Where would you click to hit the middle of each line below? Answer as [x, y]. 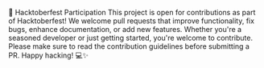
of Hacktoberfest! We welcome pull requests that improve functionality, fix [132, 21]
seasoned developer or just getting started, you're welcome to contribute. [131, 38]
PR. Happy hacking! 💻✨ [48, 55]
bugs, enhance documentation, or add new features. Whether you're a [125, 29]
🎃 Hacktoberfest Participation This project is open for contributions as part [132, 12]
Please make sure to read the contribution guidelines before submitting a [129, 46]
